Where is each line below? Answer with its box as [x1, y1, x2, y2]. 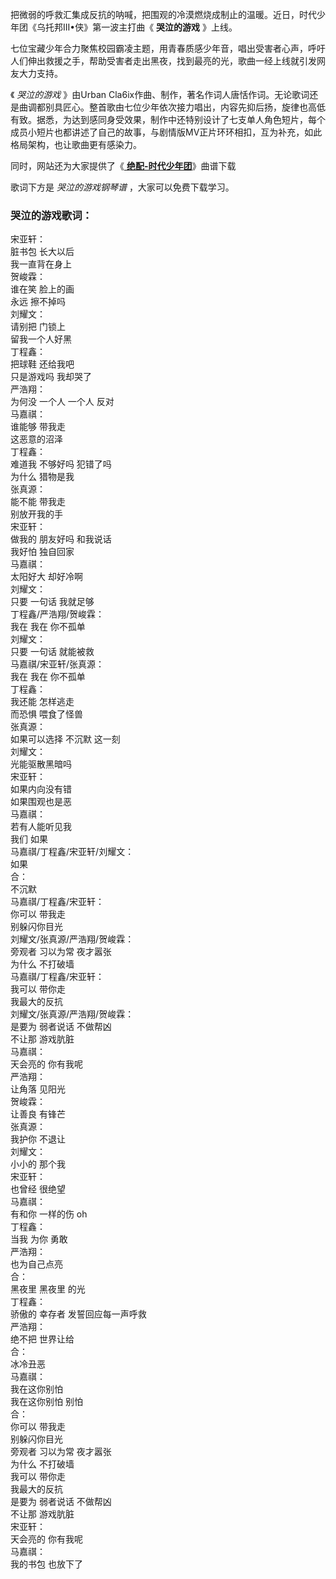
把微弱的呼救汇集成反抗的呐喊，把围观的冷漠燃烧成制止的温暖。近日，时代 [10, 9, 317, 20]
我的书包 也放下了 [10, 1558, 83, 1570]
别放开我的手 [10, 508, 63, 520]
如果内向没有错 [10, 783, 72, 795]
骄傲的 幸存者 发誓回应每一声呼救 [10, 1308, 147, 1320]
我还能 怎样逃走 [10, 696, 75, 708]
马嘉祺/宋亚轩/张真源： [10, 658, 105, 670]
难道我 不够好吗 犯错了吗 [10, 458, 112, 470]
